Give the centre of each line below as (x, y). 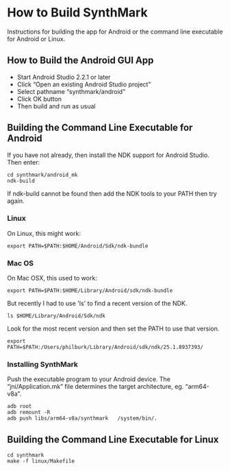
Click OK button (39, 99)
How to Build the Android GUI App (80, 61)
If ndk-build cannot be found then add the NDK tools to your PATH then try (112, 193)
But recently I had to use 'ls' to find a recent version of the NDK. (97, 304)
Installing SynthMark (43, 365)
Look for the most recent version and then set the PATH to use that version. (113, 329)
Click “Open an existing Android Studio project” (84, 84)
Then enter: (24, 162)
